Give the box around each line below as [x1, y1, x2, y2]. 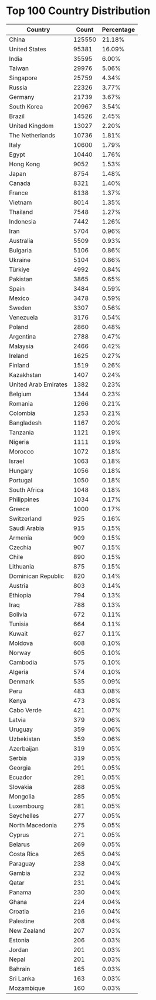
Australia [9, 236, 33, 245]
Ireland [9, 351, 28, 360]
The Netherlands [9, 131, 56, 139]
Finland [9, 361, 29, 369]
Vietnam [9, 198, 32, 206]
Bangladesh [9, 419, 42, 427]
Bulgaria [9, 246, 32, 254]
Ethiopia [9, 591, 32, 599]
